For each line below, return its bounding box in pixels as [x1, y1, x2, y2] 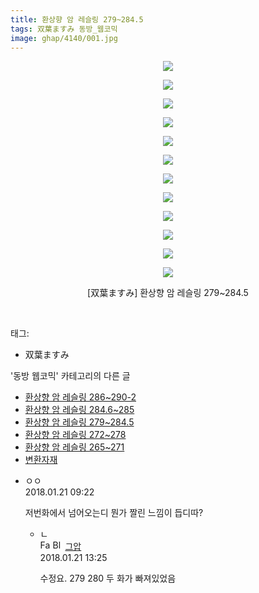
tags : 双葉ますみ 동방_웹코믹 [10, 24, 118, 34]
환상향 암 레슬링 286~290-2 [24, 391, 137, 403]
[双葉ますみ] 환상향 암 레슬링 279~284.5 [87, 287, 249, 299]
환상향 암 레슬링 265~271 [24, 441, 125, 453]
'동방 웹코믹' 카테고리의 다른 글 [10, 370, 131, 382]
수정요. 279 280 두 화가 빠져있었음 [39, 572, 177, 585]
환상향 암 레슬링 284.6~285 [24, 404, 135, 416]
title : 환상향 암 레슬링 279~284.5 [10, 14, 144, 25]
